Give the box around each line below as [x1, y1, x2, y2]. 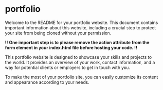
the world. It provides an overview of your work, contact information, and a [5, 59, 155, 65]
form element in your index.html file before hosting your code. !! [5, 45, 138, 50]
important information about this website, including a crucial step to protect [5, 24, 156, 30]
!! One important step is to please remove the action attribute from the [5, 39, 150, 45]
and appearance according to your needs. [5, 79, 90, 85]
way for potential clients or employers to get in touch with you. [5, 65, 130, 70]
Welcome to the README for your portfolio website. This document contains [5, 20, 158, 25]
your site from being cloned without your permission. [5, 30, 111, 36]
